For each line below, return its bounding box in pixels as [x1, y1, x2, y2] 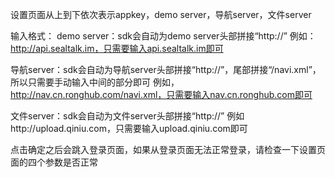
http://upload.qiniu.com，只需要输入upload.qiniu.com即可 [10, 123, 248, 134]
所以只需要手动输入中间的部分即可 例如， [10, 76, 180, 88]
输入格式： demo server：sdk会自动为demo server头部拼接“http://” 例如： [10, 30, 317, 42]
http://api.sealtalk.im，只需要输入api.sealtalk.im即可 [10, 43, 224, 54]
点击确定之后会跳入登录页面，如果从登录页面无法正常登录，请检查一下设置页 [10, 144, 326, 155]
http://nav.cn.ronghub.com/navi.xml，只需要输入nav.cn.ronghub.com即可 [10, 89, 313, 100]
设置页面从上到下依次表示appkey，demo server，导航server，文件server [10, 9, 312, 20]
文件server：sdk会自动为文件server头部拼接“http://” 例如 [10, 110, 245, 122]
